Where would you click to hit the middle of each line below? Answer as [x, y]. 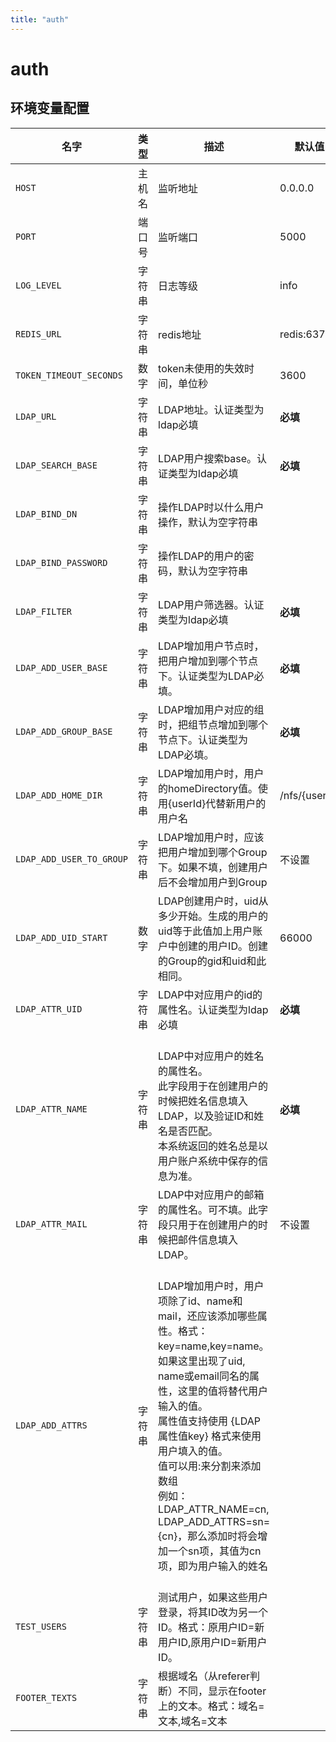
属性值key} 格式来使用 [210, 1436]
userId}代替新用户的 [219, 803]
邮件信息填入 [208, 1239]
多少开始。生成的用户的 [213, 916]
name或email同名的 [204, 1376]
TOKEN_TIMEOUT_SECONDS [69, 375]
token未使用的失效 [201, 368]
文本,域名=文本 [193, 1721]
